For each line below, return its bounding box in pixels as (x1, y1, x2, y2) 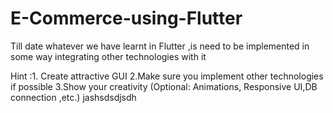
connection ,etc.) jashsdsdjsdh (10, 91, 137, 103)
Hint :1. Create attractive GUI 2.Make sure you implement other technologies (10, 70, 324, 82)
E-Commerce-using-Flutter (10, 7, 243, 30)
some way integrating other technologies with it (10, 50, 207, 62)
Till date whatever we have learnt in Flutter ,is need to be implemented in (10, 40, 310, 52)
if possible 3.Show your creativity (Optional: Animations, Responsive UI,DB (10, 80, 318, 92)
